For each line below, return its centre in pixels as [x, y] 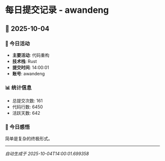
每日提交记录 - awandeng [57, 10]
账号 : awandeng [28, 73]
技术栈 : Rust [25, 61]
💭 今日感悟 [18, 127]
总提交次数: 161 [27, 101]
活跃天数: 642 [26, 113]
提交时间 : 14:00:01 [30, 67]
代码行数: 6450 [27, 107]
